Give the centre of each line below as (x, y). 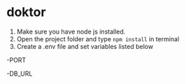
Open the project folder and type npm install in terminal (98, 38)
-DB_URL (20, 73)
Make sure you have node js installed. (71, 31)
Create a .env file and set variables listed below (85, 46)
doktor (26, 12)
